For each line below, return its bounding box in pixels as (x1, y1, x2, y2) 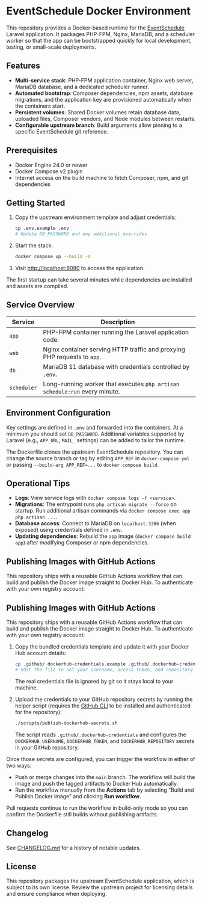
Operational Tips (6, 478, 70, 488)
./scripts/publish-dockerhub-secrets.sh (14, 720, 118, 726)
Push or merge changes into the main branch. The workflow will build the (14, 773, 195, 780)
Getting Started (6, 197, 66, 208)
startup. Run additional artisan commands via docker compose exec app (14, 507, 191, 514)
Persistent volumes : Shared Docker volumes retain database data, (14, 108, 181, 116)
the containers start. (14, 102, 66, 109)
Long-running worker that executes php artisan (43, 380, 180, 388)
